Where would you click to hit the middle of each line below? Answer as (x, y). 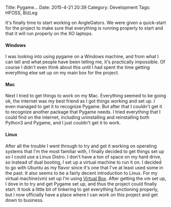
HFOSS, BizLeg (21, 13)
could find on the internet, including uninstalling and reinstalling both (77, 117)
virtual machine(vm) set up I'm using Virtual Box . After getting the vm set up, (86, 178)
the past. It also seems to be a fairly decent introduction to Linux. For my (81, 173)
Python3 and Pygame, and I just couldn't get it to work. (63, 123)
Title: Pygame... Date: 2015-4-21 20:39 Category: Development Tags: (78, 7)
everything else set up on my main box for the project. (62, 73)
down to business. (25, 200)
